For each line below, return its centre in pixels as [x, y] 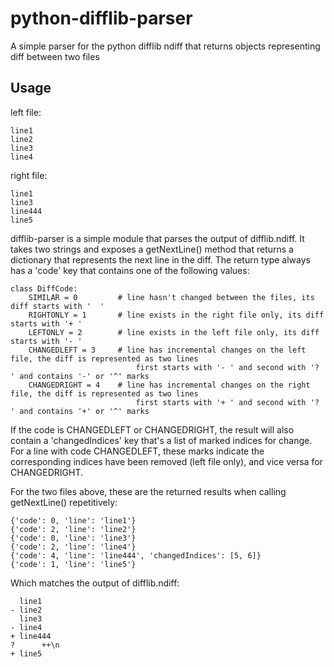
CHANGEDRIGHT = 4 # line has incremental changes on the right [169, 385]
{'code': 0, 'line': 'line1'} [73, 520]
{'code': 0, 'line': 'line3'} [73, 538]
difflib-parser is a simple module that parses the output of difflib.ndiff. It [157, 238]
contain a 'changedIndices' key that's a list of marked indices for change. [161, 440]
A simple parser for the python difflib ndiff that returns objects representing [165, 46]
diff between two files [55, 56]
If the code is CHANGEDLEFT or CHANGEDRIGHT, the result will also [152, 429]
